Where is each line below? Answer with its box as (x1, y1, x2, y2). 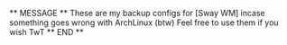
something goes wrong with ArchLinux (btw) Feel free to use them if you (9, 17, 279, 28)
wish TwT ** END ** (9, 27, 84, 37)
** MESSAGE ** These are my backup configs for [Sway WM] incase (9, 8, 266, 18)
